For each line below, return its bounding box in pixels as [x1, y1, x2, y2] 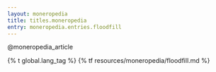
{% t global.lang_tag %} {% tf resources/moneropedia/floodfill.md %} [7, 56, 210, 65]
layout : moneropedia [7, 10, 69, 18]
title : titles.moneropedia [7, 17, 87, 24]
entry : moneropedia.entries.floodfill [7, 23, 122, 30]
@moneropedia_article [7, 43, 73, 52]
